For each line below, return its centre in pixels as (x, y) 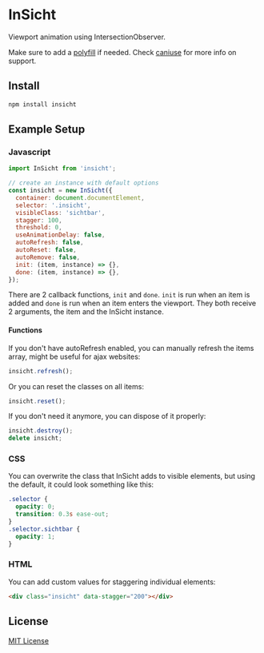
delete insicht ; (35, 438)
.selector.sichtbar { (44, 529)
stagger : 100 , (39, 220)
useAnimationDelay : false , (60, 235)
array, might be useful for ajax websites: (74, 356)
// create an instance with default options (84, 183)
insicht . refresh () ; (41, 371)
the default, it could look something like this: (81, 484)
